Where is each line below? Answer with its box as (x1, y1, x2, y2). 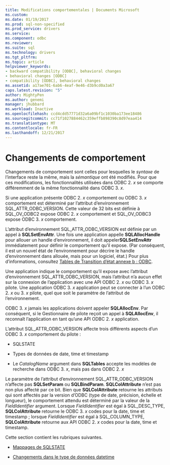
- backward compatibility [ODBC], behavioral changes (5, 69, 122, 74)
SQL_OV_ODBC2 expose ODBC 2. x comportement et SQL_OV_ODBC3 (5, 211, 151, 217)
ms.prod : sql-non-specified (5, 21, 65, 27)
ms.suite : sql (5, 45, 36, 50)
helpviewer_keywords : (5, 64, 51, 69)
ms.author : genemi (5, 97, 44, 102)
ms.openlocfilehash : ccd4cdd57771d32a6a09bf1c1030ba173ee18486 (5, 111, 142, 117)
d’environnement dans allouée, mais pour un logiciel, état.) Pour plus (5, 253, 149, 259)
